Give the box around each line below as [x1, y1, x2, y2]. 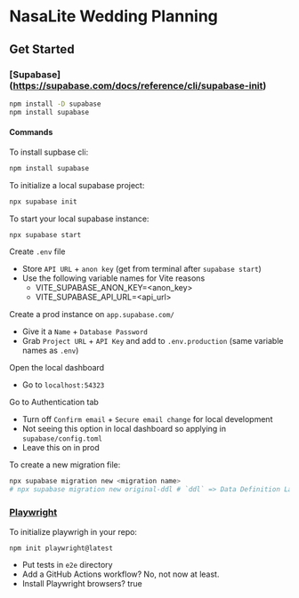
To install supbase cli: [9, 147, 89, 157]
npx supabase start [9, 230, 82, 239]
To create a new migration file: [9, 459, 121, 470]
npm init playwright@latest [9, 544, 114, 553]
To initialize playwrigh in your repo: [9, 526, 138, 537]
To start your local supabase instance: [9, 213, 149, 224]
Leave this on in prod [21, 443, 100, 453]
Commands [9, 127, 53, 138]
